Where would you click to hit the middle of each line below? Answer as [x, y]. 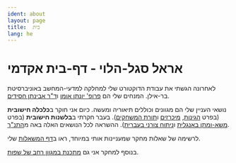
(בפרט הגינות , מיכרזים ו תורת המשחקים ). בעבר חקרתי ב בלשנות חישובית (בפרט [113, 117]
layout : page [26, 21]
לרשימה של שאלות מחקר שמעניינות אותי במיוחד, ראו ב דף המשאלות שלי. [104, 138]
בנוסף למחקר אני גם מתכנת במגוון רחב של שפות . [73, 152]
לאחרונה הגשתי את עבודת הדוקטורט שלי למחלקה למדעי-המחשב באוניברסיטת [112, 89]
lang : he [20, 34]
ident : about [26, 14]
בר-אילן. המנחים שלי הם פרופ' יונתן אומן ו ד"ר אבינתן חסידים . [88, 96]
